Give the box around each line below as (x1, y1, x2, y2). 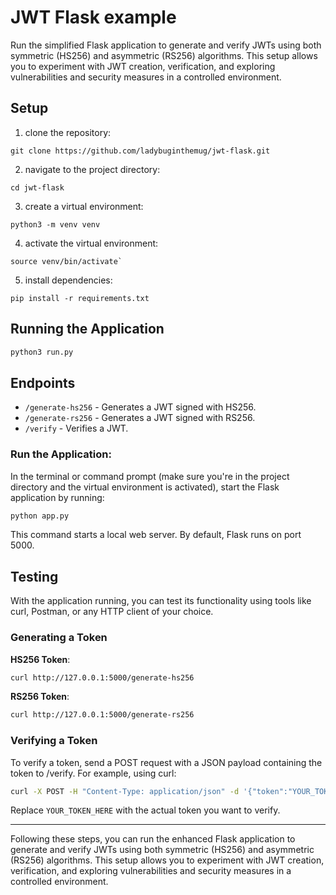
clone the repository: (24, 126, 112, 138)
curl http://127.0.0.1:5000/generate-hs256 (10, 672, 195, 683)
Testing (10, 568, 59, 585)
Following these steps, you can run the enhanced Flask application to (10, 833, 296, 845)
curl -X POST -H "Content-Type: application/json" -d (10, 786, 240, 796)
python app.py (10, 511, 70, 521)
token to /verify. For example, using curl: (10, 767, 177, 779)
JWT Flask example (10, 6, 177, 29)
